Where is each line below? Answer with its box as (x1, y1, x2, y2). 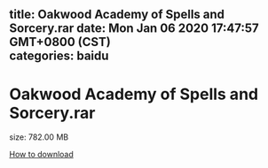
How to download (9, 149, 74, 160)
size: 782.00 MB (9, 132, 69, 142)
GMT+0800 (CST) (9, 34, 111, 50)
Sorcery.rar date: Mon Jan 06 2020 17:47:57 (9, 21, 259, 36)
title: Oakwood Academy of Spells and (9, 7, 225, 22)
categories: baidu (9, 49, 109, 64)
